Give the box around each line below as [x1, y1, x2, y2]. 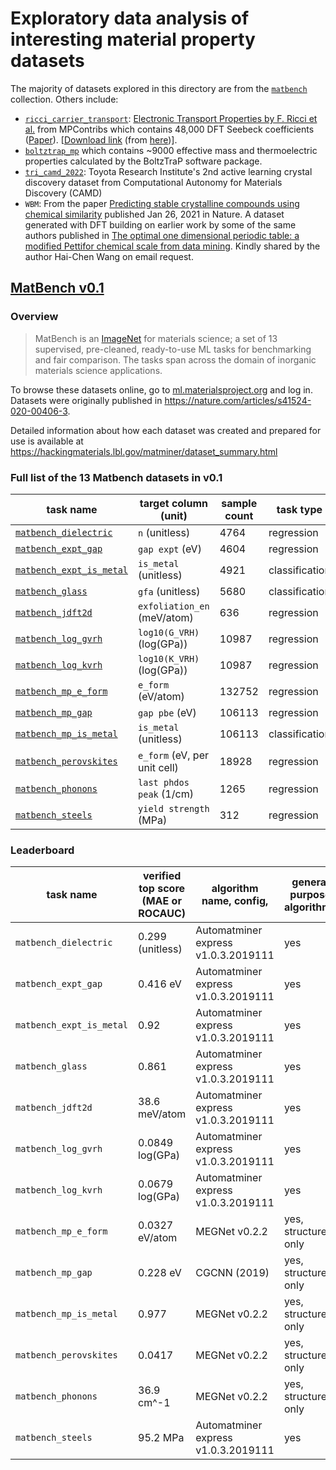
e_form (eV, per [138, 748, 210, 762]
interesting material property [10, 28, 256, 51]
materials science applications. [34, 364, 163, 376]
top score [138, 882, 186, 896]
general [291, 875, 330, 889]
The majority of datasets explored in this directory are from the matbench [10, 82, 308, 94]
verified [143, 869, 182, 883]
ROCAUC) [138, 907, 187, 921]
